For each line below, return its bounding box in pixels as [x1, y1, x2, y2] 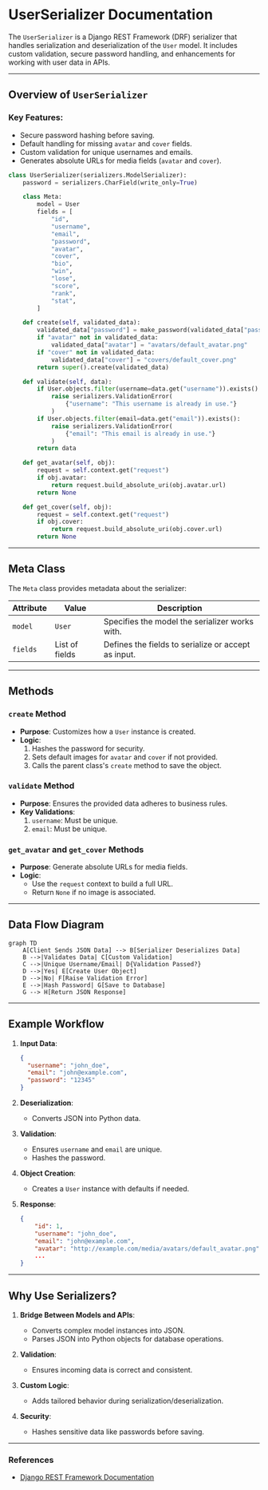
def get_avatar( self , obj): [22, 459, 116, 467]
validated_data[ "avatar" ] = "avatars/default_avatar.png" [50, 341, 248, 349]
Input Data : [19, 1038, 58, 1048]
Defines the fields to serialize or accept [103, 639, 250, 650]
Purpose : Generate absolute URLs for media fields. [19, 862, 188, 872]
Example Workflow [8, 1017, 104, 1031]
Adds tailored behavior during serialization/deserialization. [31, 1396, 224, 1406]
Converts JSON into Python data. [31, 1114, 141, 1123]
